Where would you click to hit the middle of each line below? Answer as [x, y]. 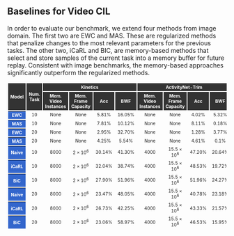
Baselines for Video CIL [59, 11]
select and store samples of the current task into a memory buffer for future [116, 58]
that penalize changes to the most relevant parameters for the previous [109, 43]
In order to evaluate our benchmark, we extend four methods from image [112, 28]
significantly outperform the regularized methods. [78, 72]
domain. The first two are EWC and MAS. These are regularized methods [112, 36]
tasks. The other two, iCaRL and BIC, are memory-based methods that [108, 50]
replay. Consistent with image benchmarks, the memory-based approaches [116, 65]
